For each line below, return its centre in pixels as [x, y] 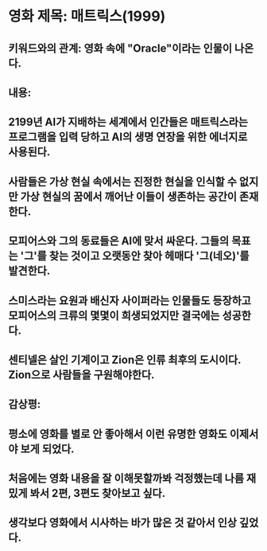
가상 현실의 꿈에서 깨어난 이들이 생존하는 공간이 [128, 196]
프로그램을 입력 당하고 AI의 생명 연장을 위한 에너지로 [128, 137]
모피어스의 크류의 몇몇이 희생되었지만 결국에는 [114, 315]
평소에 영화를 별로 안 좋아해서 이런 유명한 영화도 [118, 434]
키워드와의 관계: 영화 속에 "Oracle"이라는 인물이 [120, 48]
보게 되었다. [47, 449]
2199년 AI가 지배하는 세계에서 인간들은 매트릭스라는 [128, 122]
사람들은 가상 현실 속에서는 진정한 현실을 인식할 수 [122, 181]
